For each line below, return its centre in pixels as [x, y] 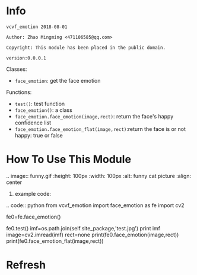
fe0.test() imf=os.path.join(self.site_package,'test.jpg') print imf [83, 228]
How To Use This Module [69, 160]
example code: [33, 193]
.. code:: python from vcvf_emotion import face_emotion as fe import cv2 [96, 205]
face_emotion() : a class [43, 110]
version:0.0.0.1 [26, 58]
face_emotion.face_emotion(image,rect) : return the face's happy [94, 116]
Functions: [19, 92]
